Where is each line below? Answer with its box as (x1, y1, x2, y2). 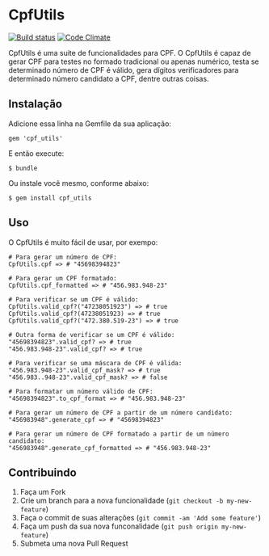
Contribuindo (8, 465, 77, 479)
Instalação (8, 97, 63, 111)
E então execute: (8, 148, 65, 158)
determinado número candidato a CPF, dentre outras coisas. (8, 74, 209, 83)
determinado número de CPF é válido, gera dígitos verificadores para (8, 65, 239, 74)
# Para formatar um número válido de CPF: (8, 387, 153, 395)
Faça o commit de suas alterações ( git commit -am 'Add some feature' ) (19, 513, 261, 523)
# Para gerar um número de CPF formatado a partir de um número (8, 430, 229, 438)
